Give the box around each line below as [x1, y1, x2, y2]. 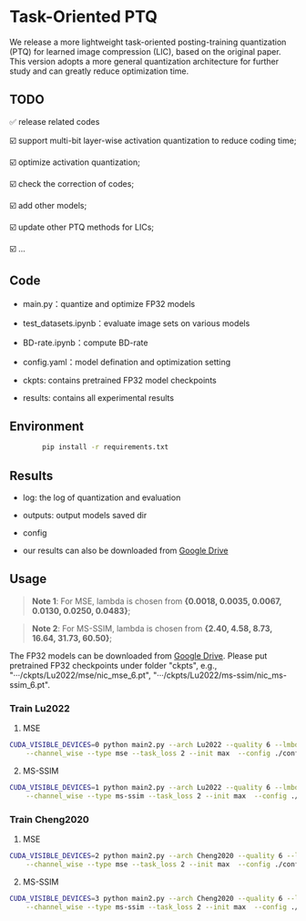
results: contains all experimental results [22, 392, 175, 403]
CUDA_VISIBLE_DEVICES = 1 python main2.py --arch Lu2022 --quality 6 [9, 783, 271, 792]
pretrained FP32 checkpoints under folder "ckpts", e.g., [9, 660, 218, 670]
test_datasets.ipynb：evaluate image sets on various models [22, 317, 250, 329]
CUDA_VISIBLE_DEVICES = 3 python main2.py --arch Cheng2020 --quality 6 [9, 894, 283, 903]
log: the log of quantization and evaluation [22, 492, 181, 503]
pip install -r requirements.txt [42, 443, 169, 452]
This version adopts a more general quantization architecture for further [9, 56, 280, 67]
